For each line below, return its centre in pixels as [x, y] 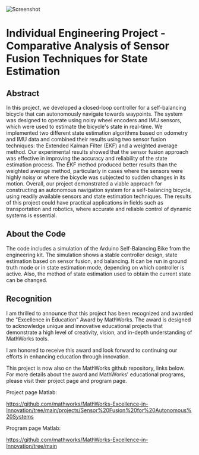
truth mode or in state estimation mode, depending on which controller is [95, 267]
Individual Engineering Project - [86, 33]
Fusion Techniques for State [77, 59]
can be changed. [27, 280]
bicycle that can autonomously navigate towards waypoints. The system [94, 114]
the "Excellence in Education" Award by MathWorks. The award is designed [99, 320]
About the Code [36, 234]
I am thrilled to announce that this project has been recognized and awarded [99, 313]
